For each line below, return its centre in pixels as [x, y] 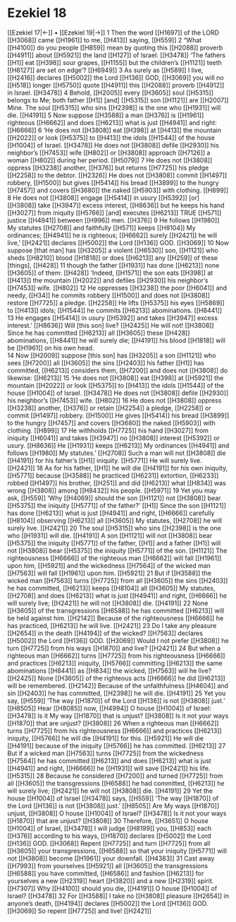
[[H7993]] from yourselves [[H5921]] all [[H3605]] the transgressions [108, 865]
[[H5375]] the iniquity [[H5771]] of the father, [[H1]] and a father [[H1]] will [114, 543]
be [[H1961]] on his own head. [51, 348]
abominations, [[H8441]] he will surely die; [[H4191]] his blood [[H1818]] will [116, 340]
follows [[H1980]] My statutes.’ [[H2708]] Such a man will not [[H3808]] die [117, 453]
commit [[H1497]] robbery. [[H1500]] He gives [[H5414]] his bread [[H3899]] [118, 415]
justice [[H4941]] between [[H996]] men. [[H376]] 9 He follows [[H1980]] [113, 220]
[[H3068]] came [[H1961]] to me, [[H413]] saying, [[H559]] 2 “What [105, 40]
